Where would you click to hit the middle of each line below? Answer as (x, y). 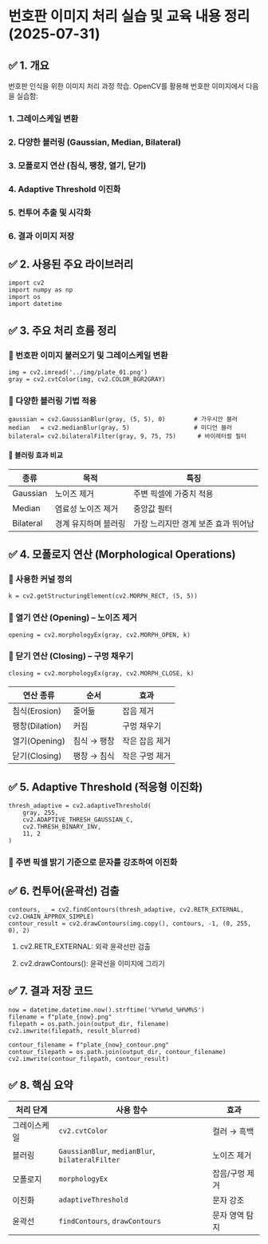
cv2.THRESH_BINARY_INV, (62, 827)
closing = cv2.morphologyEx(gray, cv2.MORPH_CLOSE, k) (101, 673)
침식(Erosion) (37, 711)
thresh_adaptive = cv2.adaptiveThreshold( (80, 806)
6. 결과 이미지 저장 (41, 236)
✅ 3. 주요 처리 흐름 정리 (63, 330)
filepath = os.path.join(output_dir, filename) (89, 1023)
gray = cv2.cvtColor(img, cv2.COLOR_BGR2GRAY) (87, 380)
